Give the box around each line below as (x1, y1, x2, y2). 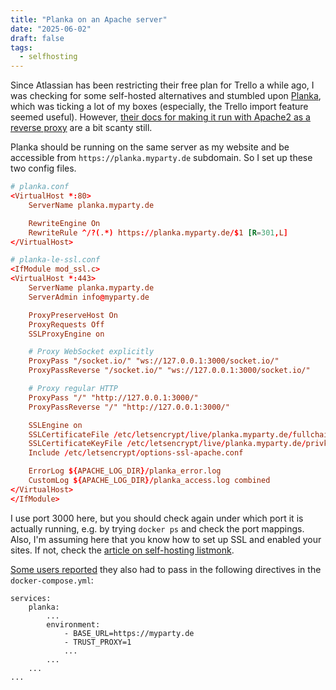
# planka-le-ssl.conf (10, 255, 101, 265)
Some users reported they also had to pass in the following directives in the (10, 563, 322, 575)
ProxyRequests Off (28, 319, 105, 330)
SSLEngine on (28, 420, 83, 430)
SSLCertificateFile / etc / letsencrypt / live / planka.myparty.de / (28, 429, 293, 440)
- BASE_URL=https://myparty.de (63, 628, 195, 638)
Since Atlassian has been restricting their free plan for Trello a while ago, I (10, 79, 315, 91)
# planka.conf (10, 182, 70, 192)
